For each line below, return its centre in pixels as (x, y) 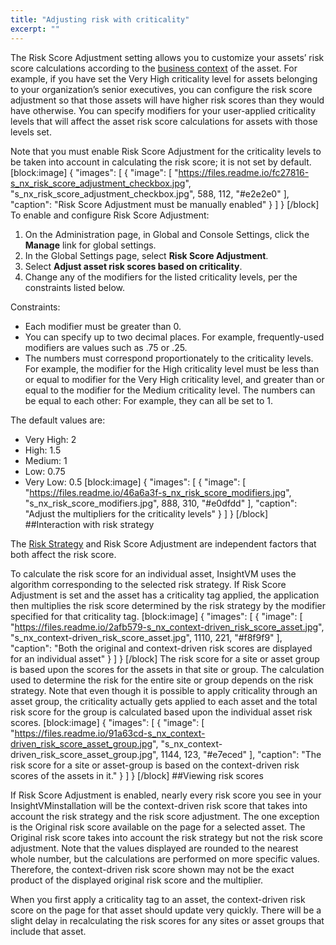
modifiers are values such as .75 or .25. (106, 347)
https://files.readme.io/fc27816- (244, 172)
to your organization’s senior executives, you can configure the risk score (161, 89)
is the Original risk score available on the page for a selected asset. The (158, 827)
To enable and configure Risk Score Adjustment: (110, 215)
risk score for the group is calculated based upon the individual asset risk (161, 712)
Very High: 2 (50, 439)
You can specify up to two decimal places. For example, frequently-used (174, 337)
